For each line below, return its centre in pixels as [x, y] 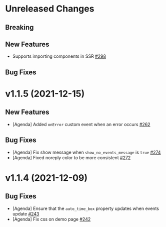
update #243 [26, 213]
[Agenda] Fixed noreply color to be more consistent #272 [71, 157]
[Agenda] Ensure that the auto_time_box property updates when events [85, 208]
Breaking [19, 27]
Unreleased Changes [50, 9]
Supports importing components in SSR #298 [59, 56]
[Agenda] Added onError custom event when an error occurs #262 [81, 124]
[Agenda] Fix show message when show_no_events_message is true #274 [86, 152]
